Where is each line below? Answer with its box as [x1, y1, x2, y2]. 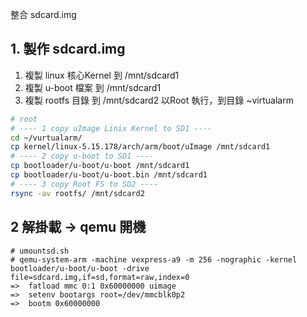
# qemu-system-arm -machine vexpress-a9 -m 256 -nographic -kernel [10, 254, 298, 265]
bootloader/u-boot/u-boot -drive [10, 263, 150, 273]
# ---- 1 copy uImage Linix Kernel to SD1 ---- [10, 123, 213, 133]
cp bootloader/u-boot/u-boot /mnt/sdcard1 [10, 161, 190, 171]
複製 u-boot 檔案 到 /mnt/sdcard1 [24, 81, 162, 93]
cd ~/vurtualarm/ [10, 133, 83, 143]
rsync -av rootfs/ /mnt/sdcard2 [10, 188, 145, 198]
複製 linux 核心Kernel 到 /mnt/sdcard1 [24, 69, 180, 81]
